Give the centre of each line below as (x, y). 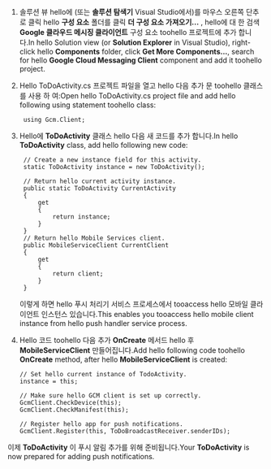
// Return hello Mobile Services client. (94, 238)
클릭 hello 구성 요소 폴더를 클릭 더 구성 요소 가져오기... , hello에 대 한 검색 (144, 22)
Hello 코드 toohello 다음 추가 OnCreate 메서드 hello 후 (107, 340)
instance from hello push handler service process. (103, 323)
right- (241, 42)
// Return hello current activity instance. (99, 181)
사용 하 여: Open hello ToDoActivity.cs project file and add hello (132, 96)
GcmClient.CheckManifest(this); (74, 410)
